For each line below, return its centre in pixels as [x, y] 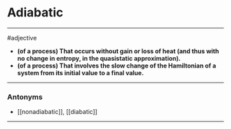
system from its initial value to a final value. [80, 72]
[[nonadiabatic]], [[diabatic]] [57, 112]
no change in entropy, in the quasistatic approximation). [99, 58]
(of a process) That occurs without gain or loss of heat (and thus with [118, 51]
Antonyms [25, 97]
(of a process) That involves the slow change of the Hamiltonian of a [117, 66]
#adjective [22, 38]
